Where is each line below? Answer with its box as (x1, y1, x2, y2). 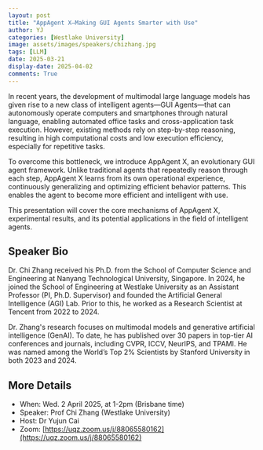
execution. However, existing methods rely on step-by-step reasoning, (8, 125, 236, 134)
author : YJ (8, 26, 44, 34)
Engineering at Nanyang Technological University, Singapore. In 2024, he (8, 274, 246, 284)
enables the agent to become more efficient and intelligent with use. (8, 190, 228, 199)
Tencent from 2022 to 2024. (8, 307, 100, 316)
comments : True (8, 70, 58, 78)
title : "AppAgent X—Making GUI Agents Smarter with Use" (8, 19, 199, 27)
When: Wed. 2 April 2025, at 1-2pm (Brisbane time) (19, 400, 184, 409)
